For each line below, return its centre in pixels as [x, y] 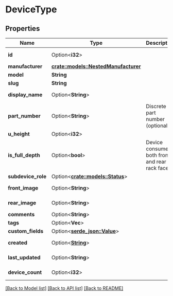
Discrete [156, 106]
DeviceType [31, 10]
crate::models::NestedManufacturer [96, 66]
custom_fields [26, 231]
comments [21, 214]
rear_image [22, 203]
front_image [23, 188]
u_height [19, 134]
